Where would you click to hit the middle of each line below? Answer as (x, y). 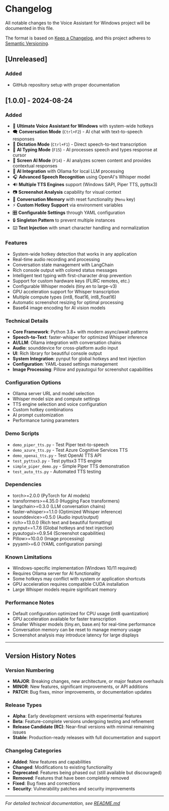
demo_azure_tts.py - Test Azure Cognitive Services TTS (70, 450)
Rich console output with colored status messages (65, 270)
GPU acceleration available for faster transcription (64, 619)
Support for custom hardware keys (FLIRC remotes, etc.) (71, 281)
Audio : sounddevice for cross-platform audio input (65, 348)
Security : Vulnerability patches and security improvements (74, 788)
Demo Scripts (22, 434)
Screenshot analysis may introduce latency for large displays (76, 635)
